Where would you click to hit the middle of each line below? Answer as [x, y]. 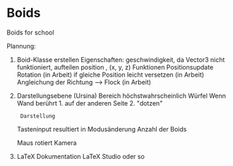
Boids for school [30, 32]
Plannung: [21, 46]
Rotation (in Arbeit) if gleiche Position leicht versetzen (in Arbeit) [110, 75]
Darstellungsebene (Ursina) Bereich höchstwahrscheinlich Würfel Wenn [121, 96]
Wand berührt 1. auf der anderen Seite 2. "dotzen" [90, 103]
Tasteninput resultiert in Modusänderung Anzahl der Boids [102, 129]
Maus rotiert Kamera [47, 143]
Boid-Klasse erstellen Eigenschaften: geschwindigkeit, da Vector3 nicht [121, 59]
